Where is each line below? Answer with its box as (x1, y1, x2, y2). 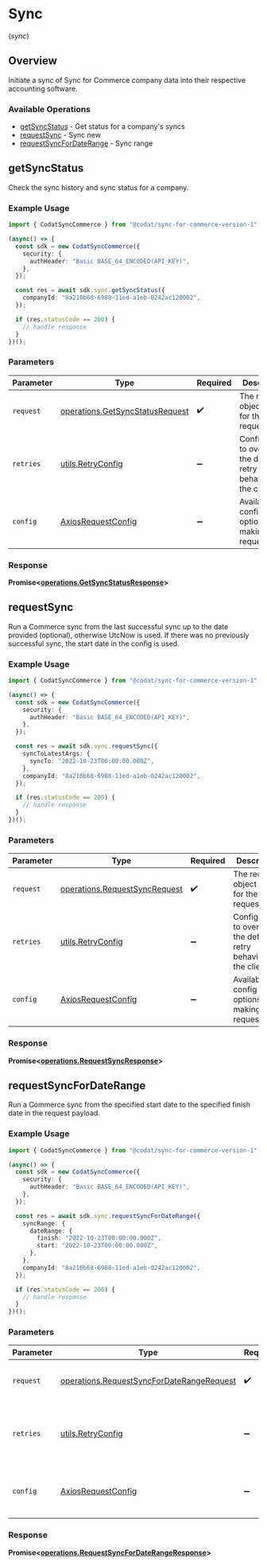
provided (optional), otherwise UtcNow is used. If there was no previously (8, 630, 250, 640)
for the (233, 889, 258, 900)
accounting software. (8, 84, 78, 93)
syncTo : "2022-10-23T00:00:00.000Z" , (29, 757, 155, 765)
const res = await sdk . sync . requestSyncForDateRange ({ (15, 1212, 201, 1220)
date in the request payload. (8, 1108, 101, 1118)
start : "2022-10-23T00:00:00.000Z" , (37, 1242, 158, 1250)
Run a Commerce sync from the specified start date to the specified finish (8, 1100, 251, 1110)
